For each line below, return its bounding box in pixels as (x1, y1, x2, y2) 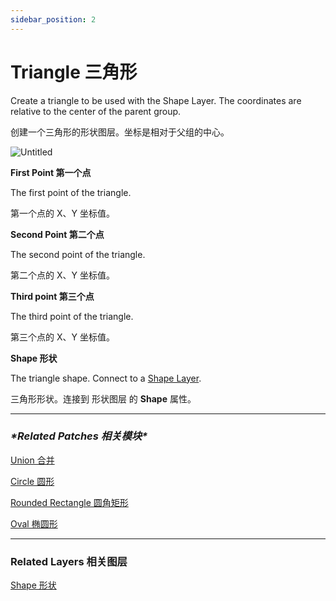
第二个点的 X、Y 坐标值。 (10, 269, 115, 281)
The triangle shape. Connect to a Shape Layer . (10, 372, 202, 384)
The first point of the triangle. (10, 186, 132, 198)
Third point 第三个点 (10, 290, 95, 302)
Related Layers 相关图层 (10, 554, 128, 568)
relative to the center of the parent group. (10, 105, 182, 117)
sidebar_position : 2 (10, 14, 97, 25)
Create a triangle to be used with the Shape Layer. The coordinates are (10, 94, 302, 106)
